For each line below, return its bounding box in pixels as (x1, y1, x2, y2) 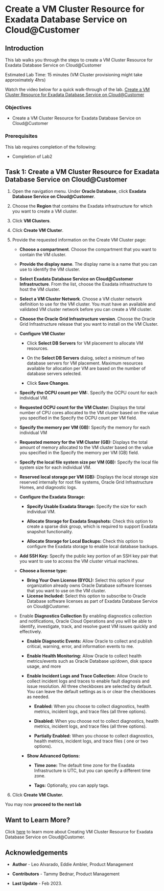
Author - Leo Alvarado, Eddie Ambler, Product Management (12, 861, 134, 867)
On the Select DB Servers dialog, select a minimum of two (26, 355, 145, 361)
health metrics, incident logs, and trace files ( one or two (34, 738, 148, 744)
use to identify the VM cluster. (19, 267, 80, 273)
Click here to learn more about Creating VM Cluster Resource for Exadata (5, 829, 153, 835)
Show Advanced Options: (26, 753, 80, 759)
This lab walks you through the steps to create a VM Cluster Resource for (5, 57, 153, 62)
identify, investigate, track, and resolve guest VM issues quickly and (19, 623, 157, 629)
